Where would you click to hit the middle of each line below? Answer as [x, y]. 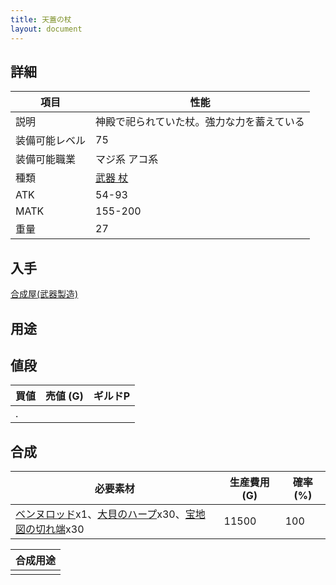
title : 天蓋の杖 [41, 19]
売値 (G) [64, 396]
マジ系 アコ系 [127, 159]
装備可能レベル [51, 141]
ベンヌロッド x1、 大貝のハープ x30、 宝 [105, 514]
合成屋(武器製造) [44, 294]
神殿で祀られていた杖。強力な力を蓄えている [200, 122]
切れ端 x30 [60, 529]
